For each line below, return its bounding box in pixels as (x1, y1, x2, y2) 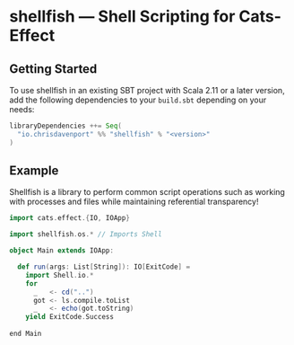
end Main (9, 330, 42, 339)
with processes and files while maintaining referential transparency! (9, 196, 259, 208)
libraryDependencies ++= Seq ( (9, 121, 123, 130)
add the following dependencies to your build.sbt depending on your (9, 94, 267, 105)
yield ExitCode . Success (25, 313, 115, 322)
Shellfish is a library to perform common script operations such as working (9, 187, 285, 198)
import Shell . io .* (25, 270, 94, 279)
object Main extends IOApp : (9, 246, 115, 255)
